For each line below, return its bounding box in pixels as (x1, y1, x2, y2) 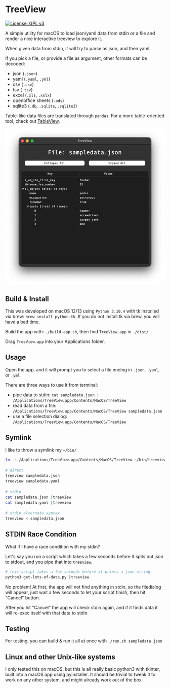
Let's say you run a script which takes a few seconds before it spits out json (5, 553, 163, 559)
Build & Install (5, 294, 49, 303)
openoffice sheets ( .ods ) (12, 97, 64, 104)
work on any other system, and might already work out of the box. (5, 677, 143, 683)
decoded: (5, 60, 25, 66)
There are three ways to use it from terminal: (5, 382, 98, 388)
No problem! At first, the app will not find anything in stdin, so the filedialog (5, 583, 161, 590)
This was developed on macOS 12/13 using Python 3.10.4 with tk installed (5, 308, 159, 314)
